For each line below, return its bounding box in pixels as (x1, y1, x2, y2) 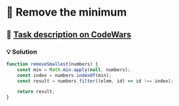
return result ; (17, 89, 55, 95)
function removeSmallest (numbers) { (6, 61, 98, 67)
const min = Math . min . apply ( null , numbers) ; (17, 66, 131, 73)
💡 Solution (6, 48, 37, 56)
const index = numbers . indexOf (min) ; (17, 72, 112, 78)
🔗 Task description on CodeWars (6, 30, 131, 40)
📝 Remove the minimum (6, 5, 127, 19)
